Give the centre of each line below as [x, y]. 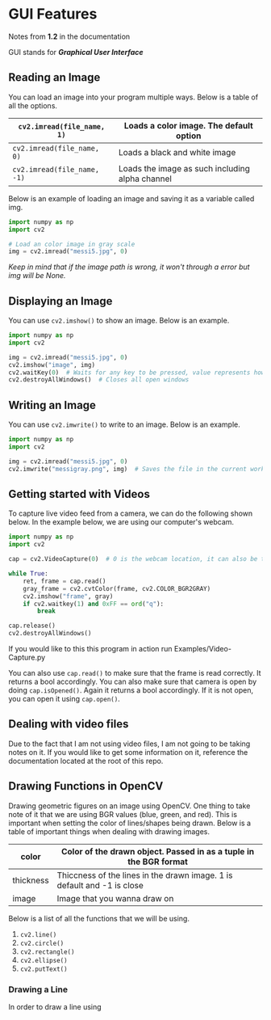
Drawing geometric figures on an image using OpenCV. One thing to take [129, 806]
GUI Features [53, 14]
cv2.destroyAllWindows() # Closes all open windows [99, 380]
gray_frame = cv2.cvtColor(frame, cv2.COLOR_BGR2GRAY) [117, 588]
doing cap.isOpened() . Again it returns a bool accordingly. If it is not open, [131, 690]
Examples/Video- [203, 649]
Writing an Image [52, 405]
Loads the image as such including [184, 168]
